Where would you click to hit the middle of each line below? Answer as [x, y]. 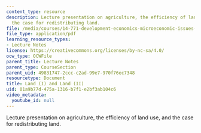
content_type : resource [36, 12]
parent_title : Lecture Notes [42, 61]
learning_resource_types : [38, 39]
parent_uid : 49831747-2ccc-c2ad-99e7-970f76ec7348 [71, 73]
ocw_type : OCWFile [29, 56]
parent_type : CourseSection [41, 67]
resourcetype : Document [36, 78]
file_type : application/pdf [41, 34]
